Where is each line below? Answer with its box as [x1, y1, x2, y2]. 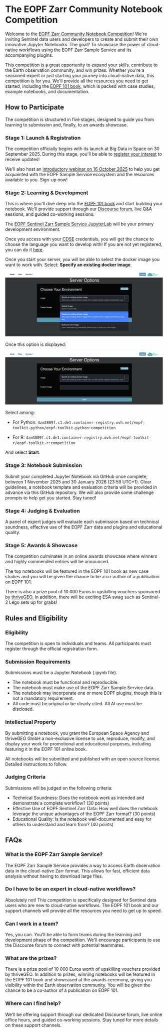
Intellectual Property [5, 719, 56, 726]
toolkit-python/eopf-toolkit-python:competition [12, 426, 116, 431]
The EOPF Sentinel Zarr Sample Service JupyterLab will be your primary [5, 221, 154, 227]
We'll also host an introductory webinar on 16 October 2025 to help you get [5, 166, 160, 172]
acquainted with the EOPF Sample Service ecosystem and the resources [5, 172, 154, 178]
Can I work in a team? [5, 920, 58, 927]
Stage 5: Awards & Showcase [5, 542, 78, 549]
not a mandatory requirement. [12, 695, 74, 701]
